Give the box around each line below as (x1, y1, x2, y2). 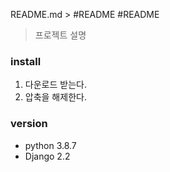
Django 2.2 (24, 150, 71, 162)
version (10, 117, 48, 131)
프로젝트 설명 (34, 29, 87, 41)
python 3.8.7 (24, 139, 77, 151)
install (10, 54, 42, 68)
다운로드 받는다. (24, 79, 87, 91)
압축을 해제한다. (24, 91, 87, 103)
